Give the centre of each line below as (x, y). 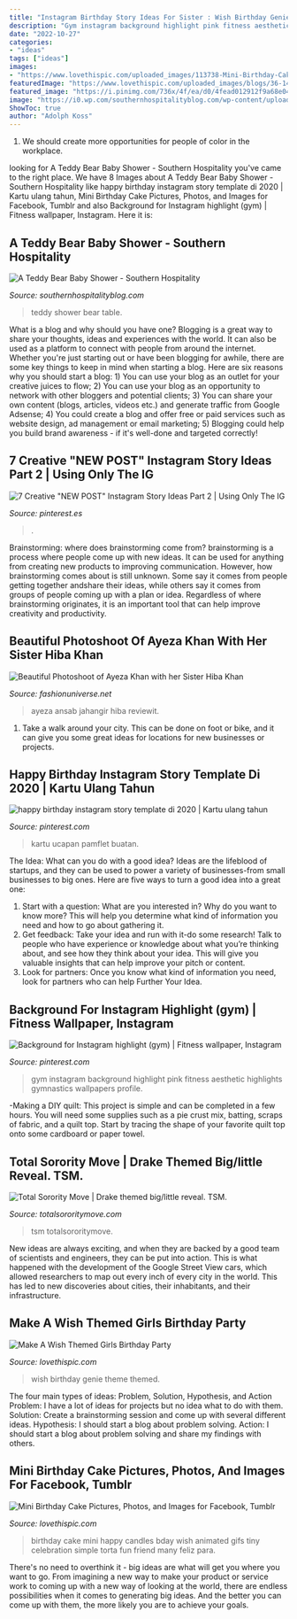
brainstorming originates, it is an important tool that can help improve (135, 604)
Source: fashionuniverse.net (61, 693)
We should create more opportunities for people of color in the (136, 142)
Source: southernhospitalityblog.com (76, 295)
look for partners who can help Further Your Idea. (112, 982)
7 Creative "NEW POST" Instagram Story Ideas (141, 461)
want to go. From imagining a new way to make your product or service (139, 1576)
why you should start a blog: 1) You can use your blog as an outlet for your (145, 376)
